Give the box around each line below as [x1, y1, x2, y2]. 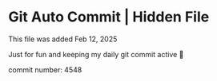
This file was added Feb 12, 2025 [8, 34, 118, 44]
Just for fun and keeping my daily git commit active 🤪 [8, 49, 184, 59]
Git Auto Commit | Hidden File [8, 8, 210, 26]
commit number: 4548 [8, 64, 82, 75]
